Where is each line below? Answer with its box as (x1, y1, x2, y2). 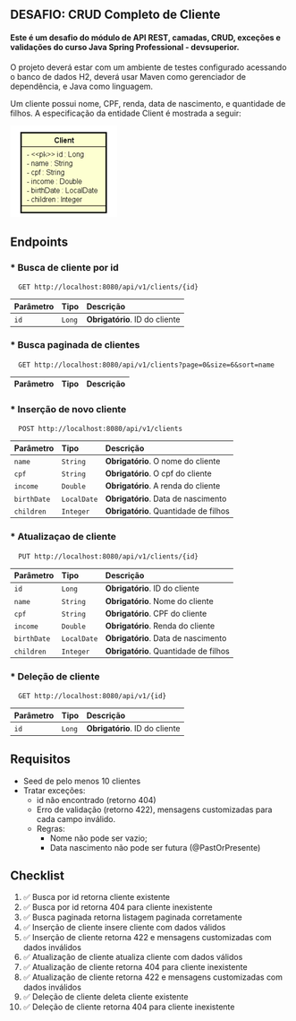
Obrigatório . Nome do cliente (105, 595, 214, 606)
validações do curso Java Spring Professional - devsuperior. (10, 41, 240, 52)
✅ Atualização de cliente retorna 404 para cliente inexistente (22, 962, 249, 973)
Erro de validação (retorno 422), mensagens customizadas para (36, 804, 273, 815)
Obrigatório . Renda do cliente (105, 620, 216, 631)
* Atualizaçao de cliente (10, 531, 117, 543)
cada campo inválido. (36, 813, 116, 824)
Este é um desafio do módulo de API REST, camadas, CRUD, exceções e (10, 31, 281, 43)
